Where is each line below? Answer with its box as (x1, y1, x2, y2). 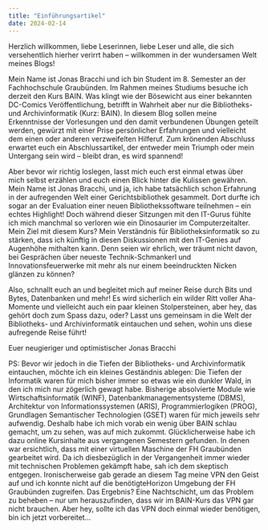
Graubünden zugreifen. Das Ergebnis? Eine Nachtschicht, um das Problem (8, 487, 254, 496)
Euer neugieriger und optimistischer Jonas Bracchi (8, 343, 177, 352)
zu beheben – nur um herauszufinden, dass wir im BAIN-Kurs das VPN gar (8, 495, 254, 505)
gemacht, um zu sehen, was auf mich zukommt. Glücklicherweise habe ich (8, 427, 256, 437)
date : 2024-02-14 (8, 19, 67, 27)
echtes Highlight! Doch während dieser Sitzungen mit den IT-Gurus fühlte (8, 209, 251, 219)
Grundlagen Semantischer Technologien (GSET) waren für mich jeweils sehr (8, 409, 260, 419)
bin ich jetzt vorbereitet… (8, 512, 91, 522)
